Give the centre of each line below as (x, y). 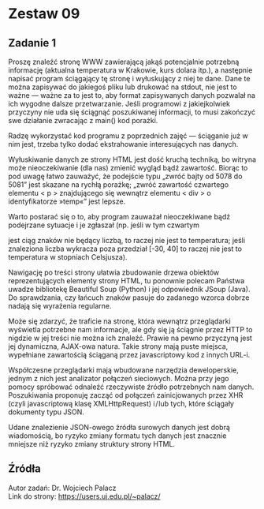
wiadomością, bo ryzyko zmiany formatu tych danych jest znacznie (117, 436)
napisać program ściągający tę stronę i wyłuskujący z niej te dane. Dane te (129, 79)
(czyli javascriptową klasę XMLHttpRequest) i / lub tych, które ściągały (121, 404)
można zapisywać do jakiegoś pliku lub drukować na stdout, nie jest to (123, 87)
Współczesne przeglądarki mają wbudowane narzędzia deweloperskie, (123, 370)
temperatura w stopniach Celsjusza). (68, 257)
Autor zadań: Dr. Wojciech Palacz (62, 488)
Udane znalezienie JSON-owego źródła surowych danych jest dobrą (119, 427)
